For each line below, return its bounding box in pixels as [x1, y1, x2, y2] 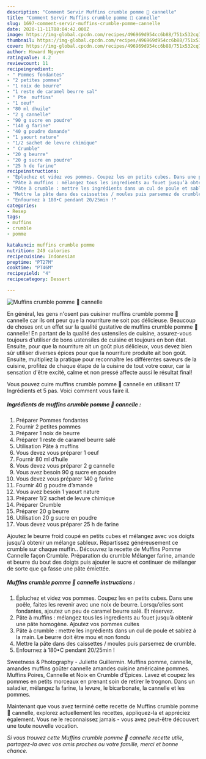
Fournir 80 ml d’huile [15, 455, 68, 463]
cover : [7, 43, 24, 50]
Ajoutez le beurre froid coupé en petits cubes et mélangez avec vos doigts [7, 532, 195, 539]
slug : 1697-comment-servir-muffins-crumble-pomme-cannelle [7, 20, 161, 26]
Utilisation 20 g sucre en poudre [15, 514, 97, 521]
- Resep [7, 208, 27, 214]
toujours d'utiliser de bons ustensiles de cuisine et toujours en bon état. [7, 336, 187, 343]
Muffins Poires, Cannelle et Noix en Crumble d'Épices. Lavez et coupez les [7, 671, 195, 678]
